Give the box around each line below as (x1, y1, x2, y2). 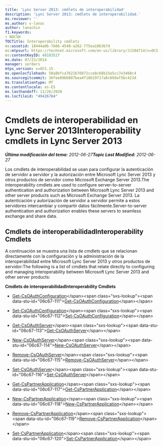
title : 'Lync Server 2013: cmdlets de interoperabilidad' (5, 7, 125, 12)
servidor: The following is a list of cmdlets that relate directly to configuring (5, 264, 155, 269)
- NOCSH (5, 35, 21, 40)
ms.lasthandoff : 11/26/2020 (5, 89, 62, 94)
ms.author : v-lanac (5, 21, 45, 26)
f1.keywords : (5, 30, 32, 35)
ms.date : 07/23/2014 (5, 57, 47, 62)
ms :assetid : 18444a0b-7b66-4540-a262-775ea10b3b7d (5, 44, 110, 48)
